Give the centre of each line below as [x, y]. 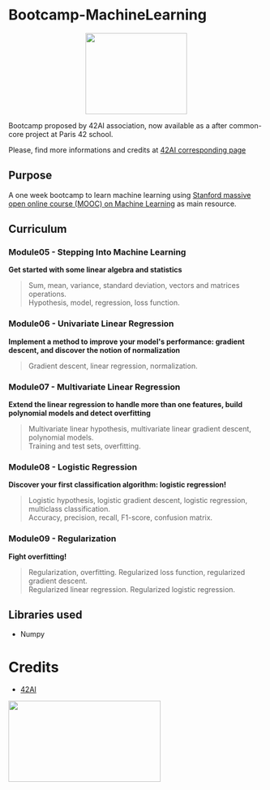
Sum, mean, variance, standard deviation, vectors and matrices [134, 286]
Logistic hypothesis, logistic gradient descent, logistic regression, [138, 500]
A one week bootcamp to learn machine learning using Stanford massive [130, 195]
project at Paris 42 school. [69, 134]
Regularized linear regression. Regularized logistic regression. [132, 589]
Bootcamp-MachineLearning [107, 15]
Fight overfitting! [38, 556]
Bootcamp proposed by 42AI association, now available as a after [118, 125]
